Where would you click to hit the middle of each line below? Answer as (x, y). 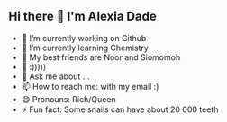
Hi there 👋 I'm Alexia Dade (82, 17)
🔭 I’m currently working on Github (84, 38)
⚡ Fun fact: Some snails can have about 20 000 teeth (120, 109)
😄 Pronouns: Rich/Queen (68, 99)
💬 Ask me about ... (55, 76)
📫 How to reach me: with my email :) (90, 86)
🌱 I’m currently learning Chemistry (85, 48)
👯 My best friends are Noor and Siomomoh (101, 57)
